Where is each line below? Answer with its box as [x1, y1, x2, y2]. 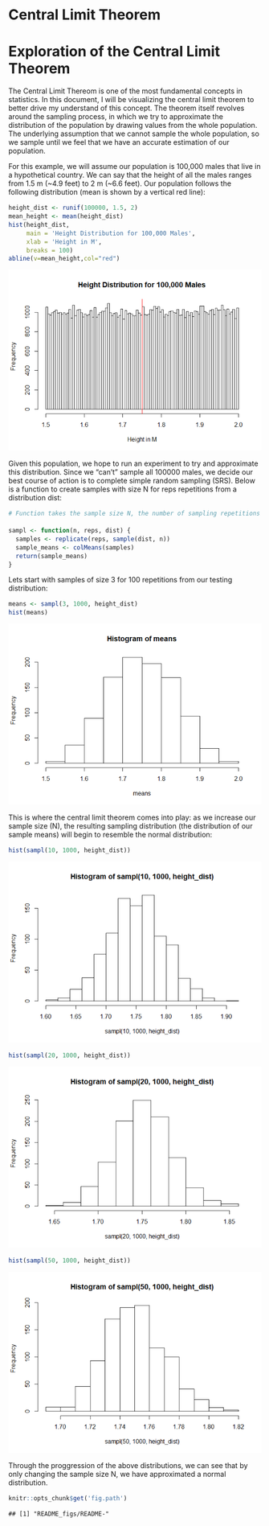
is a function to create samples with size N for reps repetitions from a [8, 484, 237, 494]
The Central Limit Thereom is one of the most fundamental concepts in [8, 86, 243, 96]
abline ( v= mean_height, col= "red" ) [8, 255, 120, 263]
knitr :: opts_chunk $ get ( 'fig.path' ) [8, 1494, 128, 1502]
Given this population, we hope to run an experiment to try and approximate [8, 459, 259, 468]
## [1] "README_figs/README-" [8, 1510, 110, 1518]
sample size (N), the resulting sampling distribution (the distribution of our [8, 821, 253, 831]
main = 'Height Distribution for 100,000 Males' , [26, 229, 196, 237]
